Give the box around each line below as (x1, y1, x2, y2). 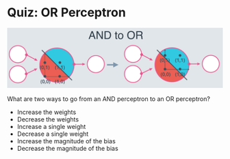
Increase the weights (16, 108, 77, 116)
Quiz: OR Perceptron (7, 5, 127, 20)
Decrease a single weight (16, 130, 89, 138)
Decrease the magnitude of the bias (16, 144, 118, 152)
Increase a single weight (16, 122, 86, 130)
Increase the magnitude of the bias (16, 136, 116, 145)
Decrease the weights (16, 115, 79, 124)
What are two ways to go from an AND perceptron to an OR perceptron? (7, 94, 211, 103)
